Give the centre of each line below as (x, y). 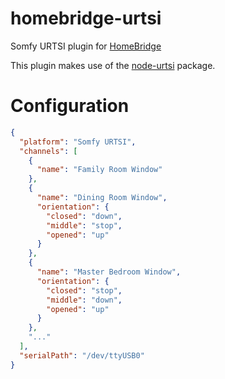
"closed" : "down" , (84, 216)
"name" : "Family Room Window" (99, 170)
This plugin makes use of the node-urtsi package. (113, 65)
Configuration (70, 106)
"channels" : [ (48, 151)
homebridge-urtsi (86, 18)
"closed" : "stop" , (84, 290)
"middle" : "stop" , (84, 225)
